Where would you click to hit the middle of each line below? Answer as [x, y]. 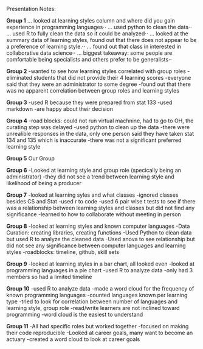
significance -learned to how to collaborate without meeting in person [94, 214]
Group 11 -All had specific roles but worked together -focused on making [98, 326]
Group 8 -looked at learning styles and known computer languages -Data [98, 226]
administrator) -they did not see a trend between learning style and [90, 177]
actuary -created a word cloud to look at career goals [73, 339]
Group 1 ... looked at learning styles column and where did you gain [91, 20]
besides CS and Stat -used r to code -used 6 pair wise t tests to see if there [101, 201]
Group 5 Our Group [30, 158]
